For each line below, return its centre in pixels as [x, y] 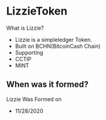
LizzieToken [37, 11]
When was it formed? [48, 85]
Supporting [29, 52]
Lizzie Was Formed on [34, 99]
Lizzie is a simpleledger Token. [53, 39]
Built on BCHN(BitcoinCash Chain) [58, 46]
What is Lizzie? [25, 28]
